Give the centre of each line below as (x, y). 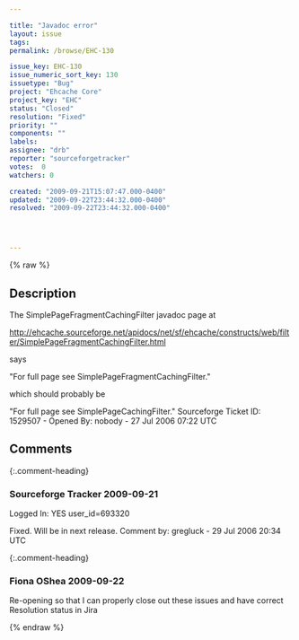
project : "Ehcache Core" (56, 92)
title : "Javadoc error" (54, 25)
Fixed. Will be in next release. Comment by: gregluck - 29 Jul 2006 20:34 (145, 531)
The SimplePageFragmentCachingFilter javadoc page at (113, 314)
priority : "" (34, 125)
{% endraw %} (37, 627)
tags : (19, 42)
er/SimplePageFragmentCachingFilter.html (88, 341)
